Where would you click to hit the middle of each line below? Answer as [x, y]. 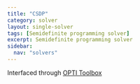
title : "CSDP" [28, 14]
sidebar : [20, 46]
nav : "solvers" [36, 53]
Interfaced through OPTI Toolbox [55, 72]
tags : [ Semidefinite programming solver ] [69, 33]
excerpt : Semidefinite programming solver [70, 40]
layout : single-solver [40, 27]
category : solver [33, 20]
